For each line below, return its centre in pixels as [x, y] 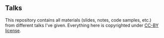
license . [13, 30]
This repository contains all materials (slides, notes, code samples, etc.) [78, 20]
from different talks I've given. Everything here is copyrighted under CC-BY [82, 25]
